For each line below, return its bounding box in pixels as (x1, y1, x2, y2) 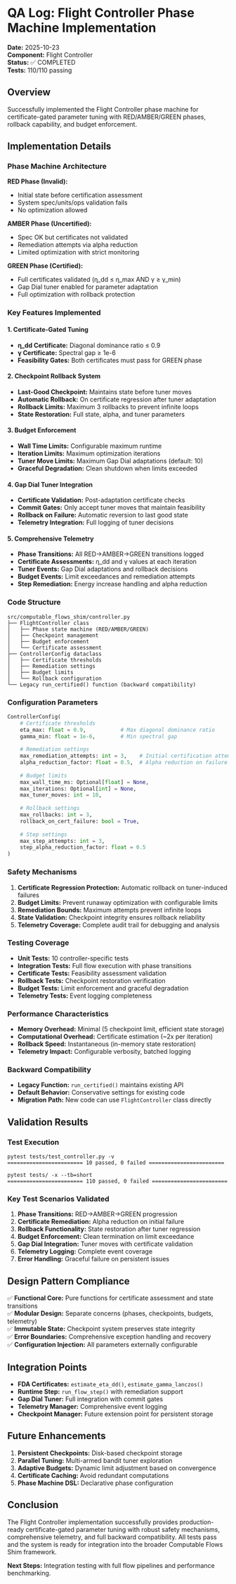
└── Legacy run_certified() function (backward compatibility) (7, 681, 197, 688)
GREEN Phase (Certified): (7, 262, 83, 270)
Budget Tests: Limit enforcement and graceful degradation (17, 984, 189, 992)
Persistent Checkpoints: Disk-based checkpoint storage (17, 1448, 183, 1457)
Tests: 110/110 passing (7, 65, 72, 75)
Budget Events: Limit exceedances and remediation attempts (17, 572, 195, 581)
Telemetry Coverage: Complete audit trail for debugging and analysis (17, 920, 220, 929)
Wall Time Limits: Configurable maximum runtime (17, 442, 162, 450)
